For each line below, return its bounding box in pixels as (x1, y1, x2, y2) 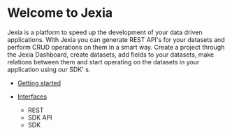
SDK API (27, 113, 52, 122)
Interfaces (17, 92, 48, 101)
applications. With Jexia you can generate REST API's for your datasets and (7, 35, 225, 43)
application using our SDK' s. (7, 65, 91, 73)
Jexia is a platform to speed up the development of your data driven (7, 28, 203, 36)
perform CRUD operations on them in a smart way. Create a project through (7, 43, 225, 51)
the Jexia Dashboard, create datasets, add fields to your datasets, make (7, 50, 215, 59)
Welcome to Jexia (7, 5, 113, 21)
